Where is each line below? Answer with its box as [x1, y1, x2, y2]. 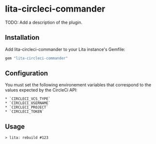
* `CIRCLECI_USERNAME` [5, 101, 51, 106]
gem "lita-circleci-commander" [5, 56, 68, 61]
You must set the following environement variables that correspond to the [5, 82, 151, 88]
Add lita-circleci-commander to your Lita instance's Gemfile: [5, 46, 126, 52]
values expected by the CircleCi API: [5, 87, 78, 93]
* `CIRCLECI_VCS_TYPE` [5, 96, 51, 101]
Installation [5, 33, 40, 42]
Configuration [5, 69, 48, 78]
